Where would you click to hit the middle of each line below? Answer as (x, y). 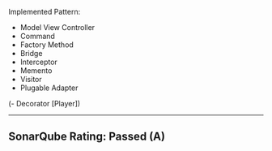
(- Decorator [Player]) (45, 104)
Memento (36, 71)
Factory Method (47, 45)
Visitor (31, 79)
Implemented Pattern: (45, 12)
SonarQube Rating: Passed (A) (87, 137)
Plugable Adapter (49, 88)
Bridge (31, 53)
